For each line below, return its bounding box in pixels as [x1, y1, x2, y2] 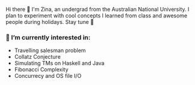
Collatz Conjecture [14, 53, 61, 60]
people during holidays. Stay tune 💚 [5, 19, 94, 25]
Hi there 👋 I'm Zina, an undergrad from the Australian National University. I [5, 6, 190, 13]
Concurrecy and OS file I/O [14, 72, 82, 80]
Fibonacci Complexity [14, 66, 69, 73]
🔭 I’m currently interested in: [5, 33, 91, 41]
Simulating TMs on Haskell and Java [14, 60, 105, 67]
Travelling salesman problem [14, 47, 86, 54]
